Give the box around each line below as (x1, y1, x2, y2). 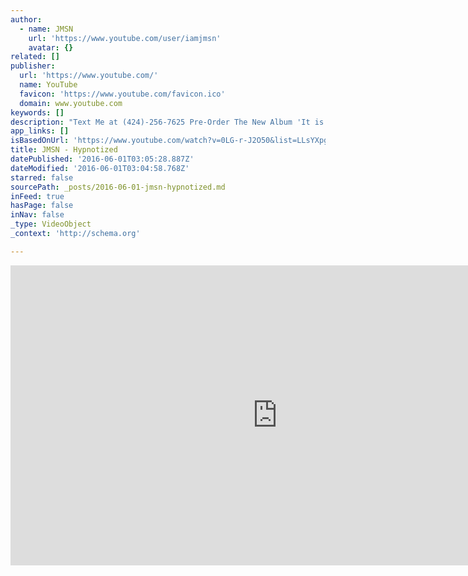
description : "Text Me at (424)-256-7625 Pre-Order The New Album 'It (10, 117, 311, 127)
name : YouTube (19, 80, 78, 90)
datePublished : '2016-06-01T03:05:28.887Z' (10, 154, 195, 164)
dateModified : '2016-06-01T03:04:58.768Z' (10, 163, 190, 173)
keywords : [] (10, 107, 65, 118)
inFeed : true (10, 191, 65, 201)
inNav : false (10, 210, 65, 220)
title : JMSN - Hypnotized (10, 145, 118, 155)
